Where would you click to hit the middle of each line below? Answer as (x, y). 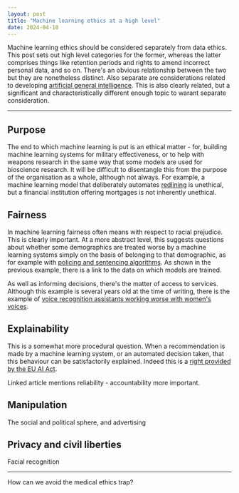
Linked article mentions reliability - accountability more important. (104, 382)
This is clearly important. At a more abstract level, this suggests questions (116, 239)
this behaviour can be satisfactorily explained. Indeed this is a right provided (119, 361)
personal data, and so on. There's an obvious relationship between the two (117, 70)
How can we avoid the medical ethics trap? (70, 482)
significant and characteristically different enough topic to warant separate (117, 93)
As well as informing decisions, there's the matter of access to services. (113, 284)
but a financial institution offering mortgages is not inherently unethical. (112, 193)
